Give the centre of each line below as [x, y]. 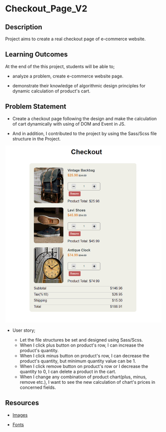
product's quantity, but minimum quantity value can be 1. [78, 361]
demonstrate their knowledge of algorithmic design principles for [79, 85]
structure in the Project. [37, 139]
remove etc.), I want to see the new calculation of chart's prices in [87, 382]
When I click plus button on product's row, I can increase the [82, 345]
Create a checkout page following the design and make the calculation [84, 118]
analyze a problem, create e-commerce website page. [68, 76]
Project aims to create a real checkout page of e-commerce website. [76, 39]
